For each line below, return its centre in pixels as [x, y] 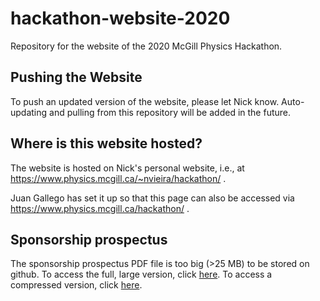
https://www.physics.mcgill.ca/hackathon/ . [100, 208]
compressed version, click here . [76, 285]
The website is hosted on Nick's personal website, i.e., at [127, 168]
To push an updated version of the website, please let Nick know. [145, 101]
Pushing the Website [76, 77]
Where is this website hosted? [106, 143]
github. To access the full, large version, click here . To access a [141, 274]
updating [29, 112]
